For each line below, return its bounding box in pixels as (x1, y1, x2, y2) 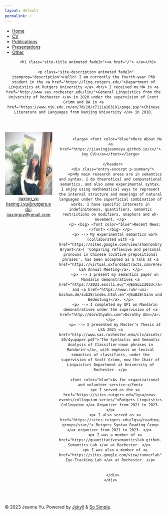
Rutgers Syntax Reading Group (95, 422, 159, 427)
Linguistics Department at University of (66, 362, 154, 367)
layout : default (4, 8, 38, 13)
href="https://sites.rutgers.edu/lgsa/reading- (60, 417, 161, 422)
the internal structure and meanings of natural (58, 192, 162, 197)
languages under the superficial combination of (58, 197, 162, 202)
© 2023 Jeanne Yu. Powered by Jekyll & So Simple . (4, 504, 112, 510)
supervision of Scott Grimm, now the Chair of (61, 357, 160, 362)
